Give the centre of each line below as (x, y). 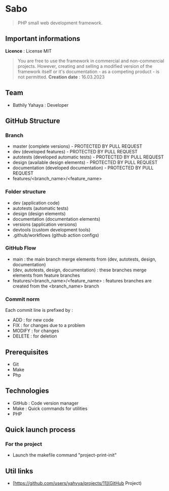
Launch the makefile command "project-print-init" (65, 455)
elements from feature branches (46, 275)
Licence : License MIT (29, 51)
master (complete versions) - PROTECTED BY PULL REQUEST (77, 146)
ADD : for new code (33, 320)
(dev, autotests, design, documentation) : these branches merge (79, 270)
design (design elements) (39, 214)
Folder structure (26, 192)
